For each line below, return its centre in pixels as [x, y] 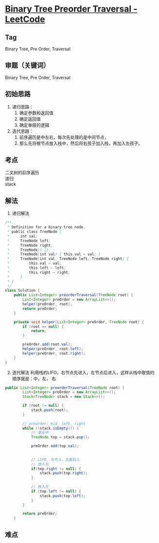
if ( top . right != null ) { [56, 468]
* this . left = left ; [37, 268]
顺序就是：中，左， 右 [34, 378]
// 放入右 [40, 464]
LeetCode [25, 19]
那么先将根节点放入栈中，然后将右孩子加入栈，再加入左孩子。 [81, 143]
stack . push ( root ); [49, 410]
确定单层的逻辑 [34, 125]
